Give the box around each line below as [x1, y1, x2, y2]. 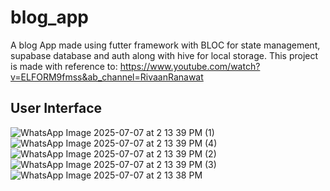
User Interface [10, 100, 103, 117]
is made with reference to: [10, 60, 118, 72]
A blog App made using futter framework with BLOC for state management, [10, 39, 321, 51]
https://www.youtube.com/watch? [119, 60, 261, 72]
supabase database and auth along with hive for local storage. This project [10, 49, 319, 61]
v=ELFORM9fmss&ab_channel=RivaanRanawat [10, 71, 204, 83]
